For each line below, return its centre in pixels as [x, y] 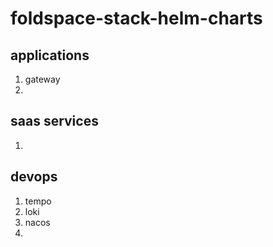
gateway [42, 79]
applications [50, 55]
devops [34, 177]
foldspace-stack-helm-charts [136, 18]
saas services [54, 121]
